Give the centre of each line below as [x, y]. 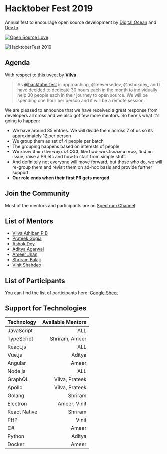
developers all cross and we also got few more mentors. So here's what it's [82, 115]
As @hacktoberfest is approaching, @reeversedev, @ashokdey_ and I [89, 84]
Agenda [18, 63]
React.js [17, 347]
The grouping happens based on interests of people [66, 146]
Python [16, 436]
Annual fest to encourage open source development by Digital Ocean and [81, 22]
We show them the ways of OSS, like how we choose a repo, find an [83, 151]
